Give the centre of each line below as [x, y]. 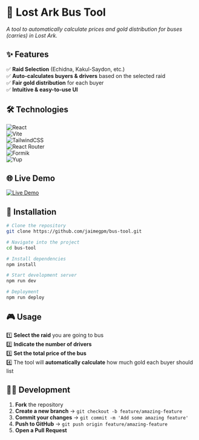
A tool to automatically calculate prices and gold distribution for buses [94, 29]
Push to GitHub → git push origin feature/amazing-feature [91, 424]
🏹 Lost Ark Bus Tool [56, 12]
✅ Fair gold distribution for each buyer [55, 82]
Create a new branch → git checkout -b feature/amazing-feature [99, 411]
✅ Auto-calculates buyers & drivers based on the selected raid [86, 76]
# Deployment [23, 292]
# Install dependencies [36, 259]
